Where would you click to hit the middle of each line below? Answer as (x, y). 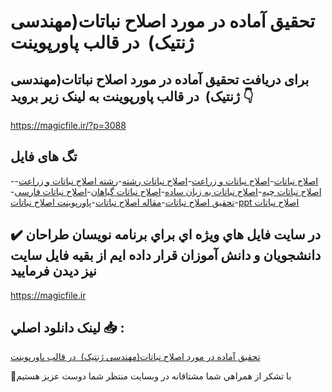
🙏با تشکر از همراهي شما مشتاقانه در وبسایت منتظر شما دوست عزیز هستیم (151, 376)
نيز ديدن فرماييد (53, 271)
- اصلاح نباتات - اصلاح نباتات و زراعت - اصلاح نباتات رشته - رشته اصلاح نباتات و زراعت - (164, 181)
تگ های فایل (44, 156)
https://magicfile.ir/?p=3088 (68, 125)
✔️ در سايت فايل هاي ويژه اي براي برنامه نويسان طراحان (166, 235)
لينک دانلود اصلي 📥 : (67, 328)
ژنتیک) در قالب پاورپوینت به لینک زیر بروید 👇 (132, 96)
